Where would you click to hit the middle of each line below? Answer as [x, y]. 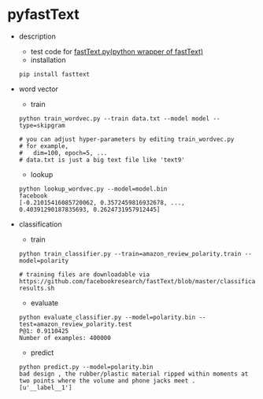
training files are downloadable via [88, 274]
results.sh [37, 288]
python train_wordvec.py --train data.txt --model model [114, 118]
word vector [38, 89]
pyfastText [43, 15]
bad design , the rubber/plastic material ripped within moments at [133, 374]
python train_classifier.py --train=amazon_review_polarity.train [130, 253]
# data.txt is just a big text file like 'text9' [102, 160]
